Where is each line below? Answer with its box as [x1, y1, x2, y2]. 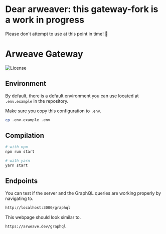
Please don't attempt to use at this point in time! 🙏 [5, 31, 108, 37]
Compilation [5, 131, 44, 140]
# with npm [5, 144, 28, 150]
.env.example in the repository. [5, 98, 69, 104]
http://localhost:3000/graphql [5, 205, 71, 210]
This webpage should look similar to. [5, 214, 81, 220]
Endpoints [5, 177, 38, 185]
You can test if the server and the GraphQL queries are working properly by [5, 190, 161, 196]
